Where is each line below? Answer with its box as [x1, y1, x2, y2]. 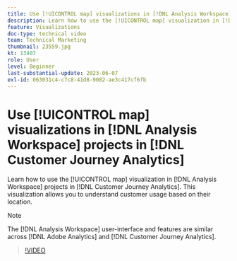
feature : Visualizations [7, 23, 80, 30]
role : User [7, 57, 39, 64]
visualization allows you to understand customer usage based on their [7, 190, 211, 199]
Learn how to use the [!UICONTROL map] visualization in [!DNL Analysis [7, 175, 217, 184]
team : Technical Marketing [7, 37, 87, 44]
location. [7, 197, 33, 206]
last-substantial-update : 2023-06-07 [7, 69, 119, 76]
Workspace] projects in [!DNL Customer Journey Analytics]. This [7, 182, 196, 191]
